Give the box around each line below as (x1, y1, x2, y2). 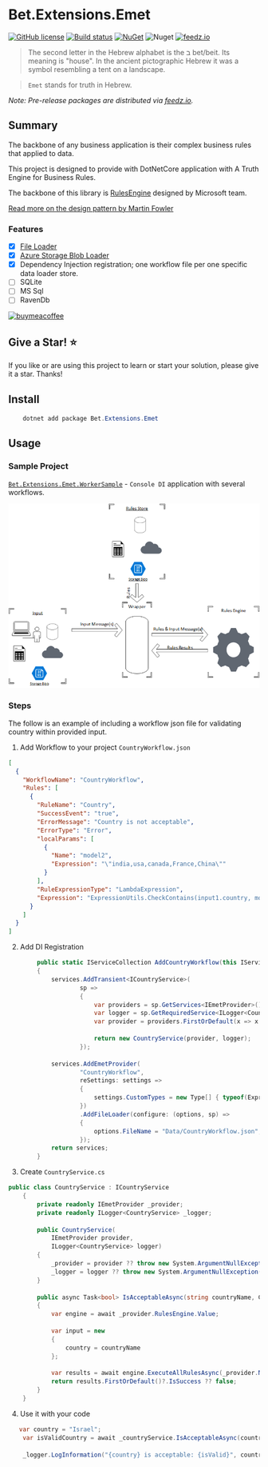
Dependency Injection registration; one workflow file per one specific (19, 260, 248, 270)
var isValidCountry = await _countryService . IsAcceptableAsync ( (22, 1433, 241, 1441)
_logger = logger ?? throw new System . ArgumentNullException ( (50, 1268, 262, 1276)
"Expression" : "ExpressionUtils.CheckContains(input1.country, (37, 893, 251, 901)
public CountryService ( (37, 1225, 116, 1233)
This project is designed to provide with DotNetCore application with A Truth (8, 164, 259, 174)
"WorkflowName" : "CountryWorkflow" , (22, 776, 145, 784)
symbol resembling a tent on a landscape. (27, 64, 166, 74)
